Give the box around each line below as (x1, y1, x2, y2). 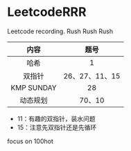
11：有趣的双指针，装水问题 (17, 114, 96, 123)
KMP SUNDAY (10, 82, 57, 92)
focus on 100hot (7, 136, 53, 145)
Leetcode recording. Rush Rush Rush (7, 27, 113, 35)
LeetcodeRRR (7, 4, 87, 20)
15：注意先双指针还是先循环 (17, 123, 97, 132)
